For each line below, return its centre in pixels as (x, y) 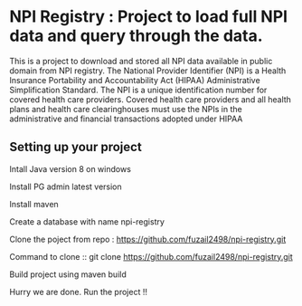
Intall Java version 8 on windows (70, 168)
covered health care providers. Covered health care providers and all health (151, 99)
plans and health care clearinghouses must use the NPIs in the (126, 109)
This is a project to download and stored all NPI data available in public (141, 61)
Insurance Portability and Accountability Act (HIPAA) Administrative (135, 80)
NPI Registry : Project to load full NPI (148, 17)
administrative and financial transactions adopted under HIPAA (126, 119)
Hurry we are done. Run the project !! (78, 292)
